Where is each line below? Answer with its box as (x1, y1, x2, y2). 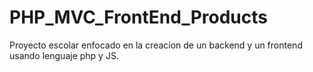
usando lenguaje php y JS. (9, 49, 119, 61)
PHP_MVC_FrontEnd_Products (9, 6, 268, 29)
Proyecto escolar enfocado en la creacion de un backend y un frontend (9, 39, 303, 51)
